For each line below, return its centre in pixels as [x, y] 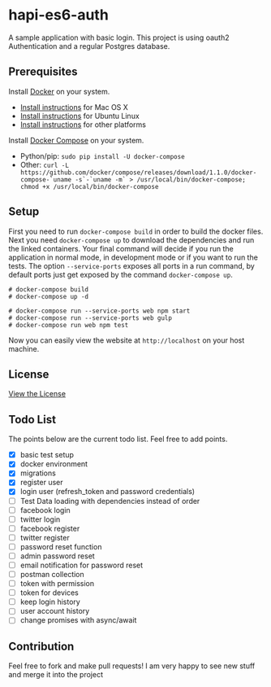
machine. [24, 348]
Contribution [41, 646]
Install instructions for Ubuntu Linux [80, 116]
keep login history [50, 602]
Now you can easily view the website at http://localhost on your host [127, 340]
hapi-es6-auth [59, 15]
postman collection [52, 574]
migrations [38, 473]
